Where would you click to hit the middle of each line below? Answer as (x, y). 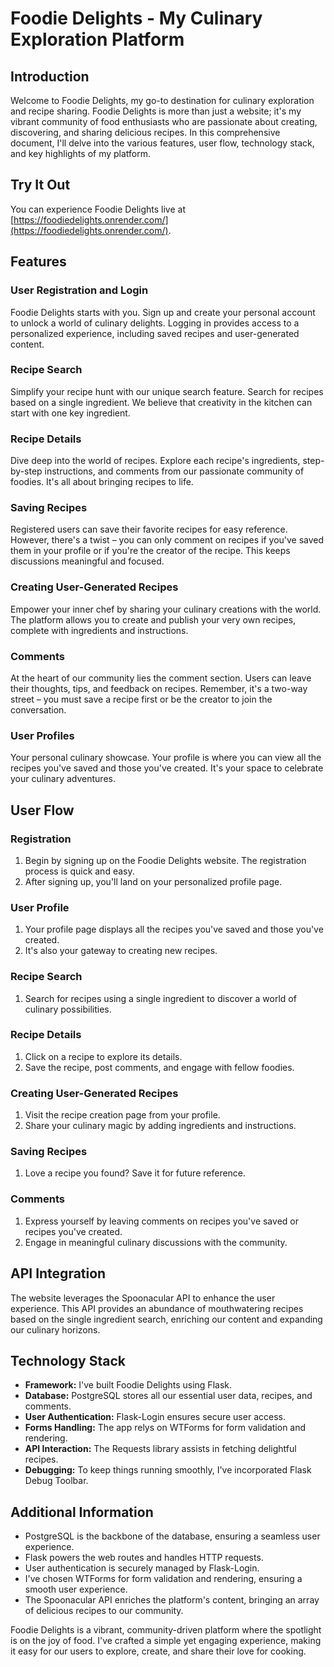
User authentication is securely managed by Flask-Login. (142, 1568)
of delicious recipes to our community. (104, 1611)
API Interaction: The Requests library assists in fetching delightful (160, 1449)
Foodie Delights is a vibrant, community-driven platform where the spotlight (166, 1630)
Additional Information (82, 1512)
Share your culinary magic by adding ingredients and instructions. (160, 1126)
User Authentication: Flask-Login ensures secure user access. (155, 1417)
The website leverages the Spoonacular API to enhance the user (143, 1298)
